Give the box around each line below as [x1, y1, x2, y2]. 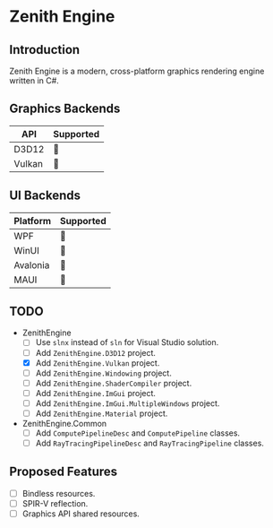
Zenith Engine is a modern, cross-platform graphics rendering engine [9, 65, 265, 76]
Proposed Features [9, 464, 118, 480]
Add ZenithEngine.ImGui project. [35, 387, 157, 398]
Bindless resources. [21, 488, 96, 498]
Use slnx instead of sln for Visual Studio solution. [35, 337, 219, 348]
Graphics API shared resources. [21, 508, 141, 519]
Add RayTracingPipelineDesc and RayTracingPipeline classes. [35, 437, 264, 448]
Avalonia [13, 258, 50, 271]
